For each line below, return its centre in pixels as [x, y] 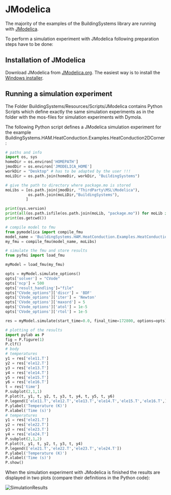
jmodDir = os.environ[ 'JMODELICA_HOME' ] [49, 167]
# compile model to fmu [31, 227]
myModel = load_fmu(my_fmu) [35, 265]
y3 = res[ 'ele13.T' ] [27, 368]
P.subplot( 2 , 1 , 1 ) [24, 392]
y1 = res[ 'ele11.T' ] [27, 359]
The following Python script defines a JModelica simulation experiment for [83, 127]
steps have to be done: [29, 44]
